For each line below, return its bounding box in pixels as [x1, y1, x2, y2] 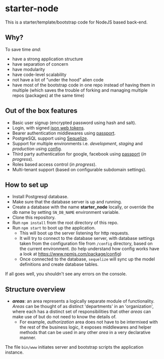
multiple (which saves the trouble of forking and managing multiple [12, 87, 148, 93]
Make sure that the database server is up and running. [12, 199, 122, 205]
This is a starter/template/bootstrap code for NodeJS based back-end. [5, 19, 148, 25]
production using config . [12, 146, 62, 152]
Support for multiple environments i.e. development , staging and [12, 140, 143, 146]
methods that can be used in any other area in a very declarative [19, 330, 151, 335]
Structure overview [5, 285, 66, 293]
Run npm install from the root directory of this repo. [12, 220, 119, 226]
